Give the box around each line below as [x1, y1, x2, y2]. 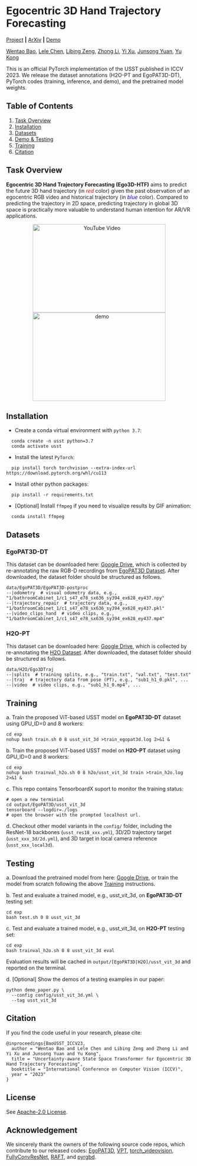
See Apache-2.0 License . [6, 1108, 68, 1115]
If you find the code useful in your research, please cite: [6, 1029, 142, 1036]
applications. [6, 212, 37, 219]
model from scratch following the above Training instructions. [6, 880, 156, 887]
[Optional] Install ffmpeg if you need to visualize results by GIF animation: [14, 502, 192, 509]
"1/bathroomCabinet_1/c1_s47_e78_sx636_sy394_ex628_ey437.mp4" [6, 616, 165, 622]
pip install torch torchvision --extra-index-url [11, 465, 136, 471]
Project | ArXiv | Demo [6, 36, 61, 43]
